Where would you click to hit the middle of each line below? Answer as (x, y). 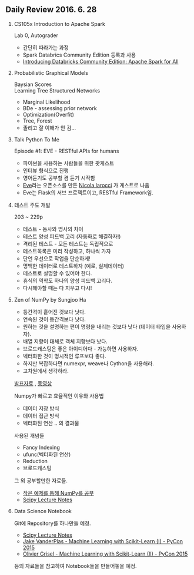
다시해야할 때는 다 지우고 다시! (57, 287)
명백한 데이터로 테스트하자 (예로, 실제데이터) (73, 266)
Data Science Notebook (43, 511)
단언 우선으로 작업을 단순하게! (56, 258)
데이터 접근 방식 (41, 415)
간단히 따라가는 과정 (46, 47)
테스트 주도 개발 (32, 205)
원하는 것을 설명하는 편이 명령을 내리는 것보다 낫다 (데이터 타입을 (97, 326)
